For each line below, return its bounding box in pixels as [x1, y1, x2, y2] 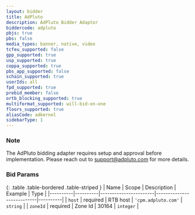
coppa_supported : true [6, 63, 61, 69]
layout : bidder [6, 8, 43, 15]
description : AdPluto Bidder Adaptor [6, 19, 98, 25]
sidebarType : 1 [6, 117, 43, 123]
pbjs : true [6, 30, 33, 36]
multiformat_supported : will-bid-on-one [6, 100, 107, 107]
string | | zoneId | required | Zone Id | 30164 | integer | [6, 202, 139, 209]
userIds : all [6, 79, 38, 85]
